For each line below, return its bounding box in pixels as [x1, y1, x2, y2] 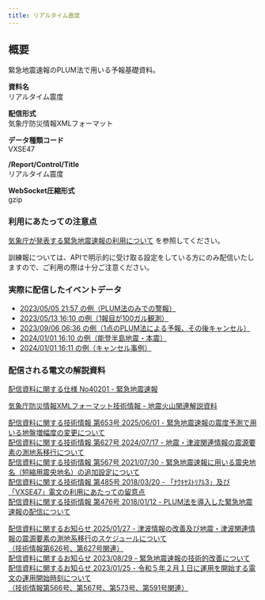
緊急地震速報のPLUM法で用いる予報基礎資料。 [8, 65, 160, 75]
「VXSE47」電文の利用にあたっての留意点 [8, 488, 146, 497]
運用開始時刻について [21, 573, 92, 583]
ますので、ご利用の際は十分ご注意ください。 [8, 262, 154, 272]
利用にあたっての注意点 [8, 216, 97, 227]
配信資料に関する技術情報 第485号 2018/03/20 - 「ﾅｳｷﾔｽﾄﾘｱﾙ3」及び [8, 477, 231, 487]
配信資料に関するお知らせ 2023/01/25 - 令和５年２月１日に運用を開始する [8, 564, 249, 573]
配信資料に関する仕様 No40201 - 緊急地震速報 [8, 385, 158, 394]
